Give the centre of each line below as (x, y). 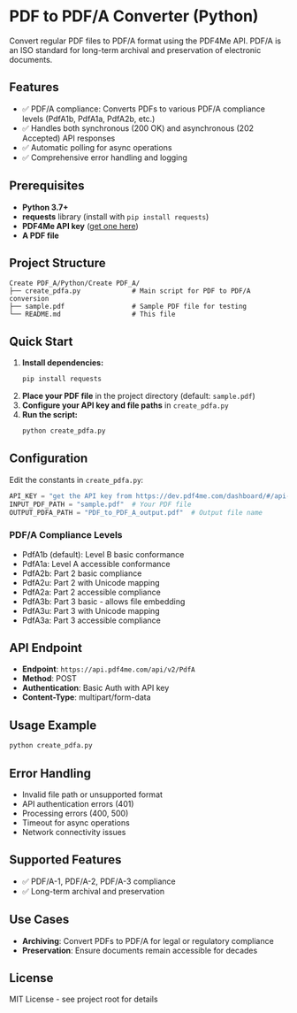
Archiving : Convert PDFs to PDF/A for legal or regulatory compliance (148, 940)
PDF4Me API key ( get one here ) (80, 226)
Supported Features (65, 860)
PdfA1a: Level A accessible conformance (96, 564)
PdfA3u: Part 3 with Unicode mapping (91, 610)
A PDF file (40, 235)
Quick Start (41, 341)
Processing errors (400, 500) (75, 813)
